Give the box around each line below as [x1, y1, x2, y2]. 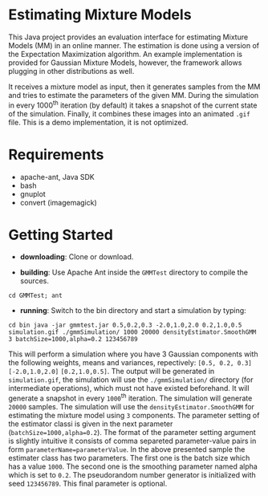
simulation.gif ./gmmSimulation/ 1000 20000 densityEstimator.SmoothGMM [8, 328, 257, 336]
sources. [19, 276, 50, 286]
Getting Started [8, 226, 114, 244]
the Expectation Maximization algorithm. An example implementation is [8, 49, 243, 59]
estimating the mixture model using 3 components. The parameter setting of [8, 411, 260, 421]
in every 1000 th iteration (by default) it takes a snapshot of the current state [8, 99, 258, 110]
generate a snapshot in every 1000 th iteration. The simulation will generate [8, 392, 253, 403]
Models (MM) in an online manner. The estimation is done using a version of [8, 40, 259, 50]
